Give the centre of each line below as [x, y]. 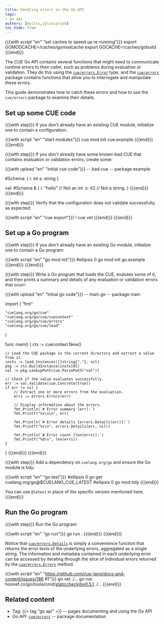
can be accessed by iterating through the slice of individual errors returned [81, 559]
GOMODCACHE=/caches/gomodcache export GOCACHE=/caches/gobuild [81, 47]
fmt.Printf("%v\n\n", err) [41, 413]
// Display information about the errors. [58, 405]
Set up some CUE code [41, 113]
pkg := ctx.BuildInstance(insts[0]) [42, 366]
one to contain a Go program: [35, 250]
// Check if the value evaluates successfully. [55, 379]
